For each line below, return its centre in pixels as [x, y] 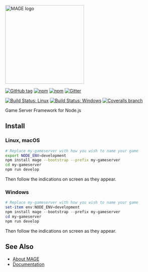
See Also [19, 247]
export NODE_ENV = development [36, 155]
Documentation [28, 264]
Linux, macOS [23, 140]
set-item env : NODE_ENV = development [43, 207]
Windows [17, 192]
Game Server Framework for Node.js [43, 110]
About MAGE [26, 259]
